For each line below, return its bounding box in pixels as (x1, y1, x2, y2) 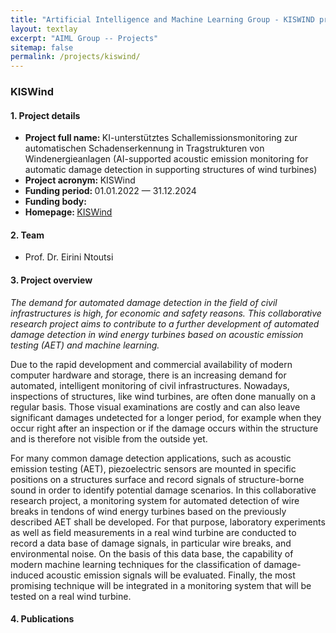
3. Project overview (10, 274, 93, 286)
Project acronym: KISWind (24, 174, 136, 186)
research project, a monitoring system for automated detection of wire (10, 494, 300, 506)
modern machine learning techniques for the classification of (10, 558, 262, 570)
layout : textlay (10, 24, 78, 34)
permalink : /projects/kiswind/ (10, 52, 141, 62)
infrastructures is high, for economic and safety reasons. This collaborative (10, 307, 322, 319)
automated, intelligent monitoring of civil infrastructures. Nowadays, (10, 379, 290, 391)
